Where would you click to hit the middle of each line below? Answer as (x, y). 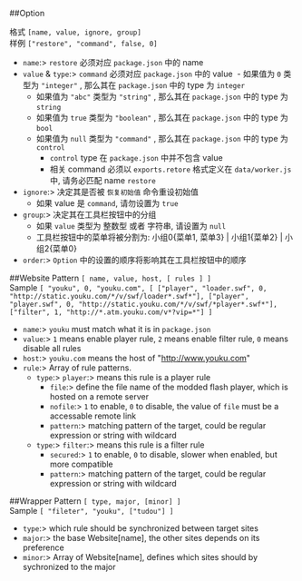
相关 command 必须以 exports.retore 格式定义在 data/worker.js (170, 169)
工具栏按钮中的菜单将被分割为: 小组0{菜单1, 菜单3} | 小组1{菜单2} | (159, 237)
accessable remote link (93, 416)
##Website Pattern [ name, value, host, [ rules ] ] (110, 278)
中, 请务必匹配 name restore (102, 180)
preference (44, 547)
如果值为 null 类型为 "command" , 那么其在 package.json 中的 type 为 (162, 138)
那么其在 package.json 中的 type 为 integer (165, 85)
